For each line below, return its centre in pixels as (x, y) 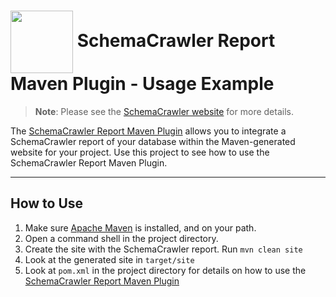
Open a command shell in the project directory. (121, 238)
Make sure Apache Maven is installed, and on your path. (140, 227)
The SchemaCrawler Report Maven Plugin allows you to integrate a (148, 131)
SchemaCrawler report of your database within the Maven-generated (153, 141)
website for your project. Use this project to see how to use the (140, 152)
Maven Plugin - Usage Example (142, 84)
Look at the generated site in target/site (109, 259)
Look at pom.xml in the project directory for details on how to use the (165, 270)
